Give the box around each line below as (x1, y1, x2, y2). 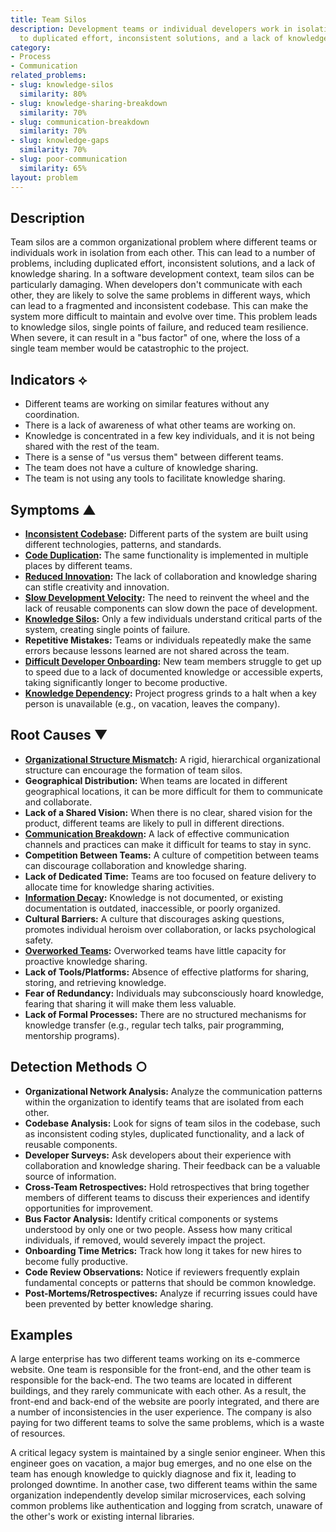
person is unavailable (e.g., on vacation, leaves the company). (24, 697, 281, 710)
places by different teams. (24, 559, 133, 571)
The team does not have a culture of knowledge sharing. (24, 462, 259, 474)
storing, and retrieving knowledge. (24, 976, 167, 988)
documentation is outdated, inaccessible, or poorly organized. (24, 902, 281, 914)
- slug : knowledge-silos (10, 80, 114, 90)
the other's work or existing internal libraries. (10, 1511, 195, 1523)
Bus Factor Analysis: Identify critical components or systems (24, 1212, 279, 1225)
